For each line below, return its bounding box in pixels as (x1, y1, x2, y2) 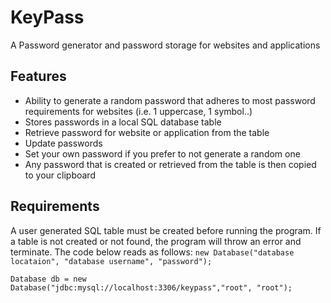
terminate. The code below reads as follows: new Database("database (10, 246, 295, 258)
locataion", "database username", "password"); (10, 256, 213, 266)
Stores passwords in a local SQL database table (24, 116, 222, 128)
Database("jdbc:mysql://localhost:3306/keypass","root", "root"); (10, 282, 293, 293)
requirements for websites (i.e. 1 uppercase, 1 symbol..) (24, 105, 253, 117)
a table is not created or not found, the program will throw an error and (10, 235, 302, 247)
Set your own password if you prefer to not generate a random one (24, 147, 301, 160)
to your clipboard (24, 169, 96, 181)
